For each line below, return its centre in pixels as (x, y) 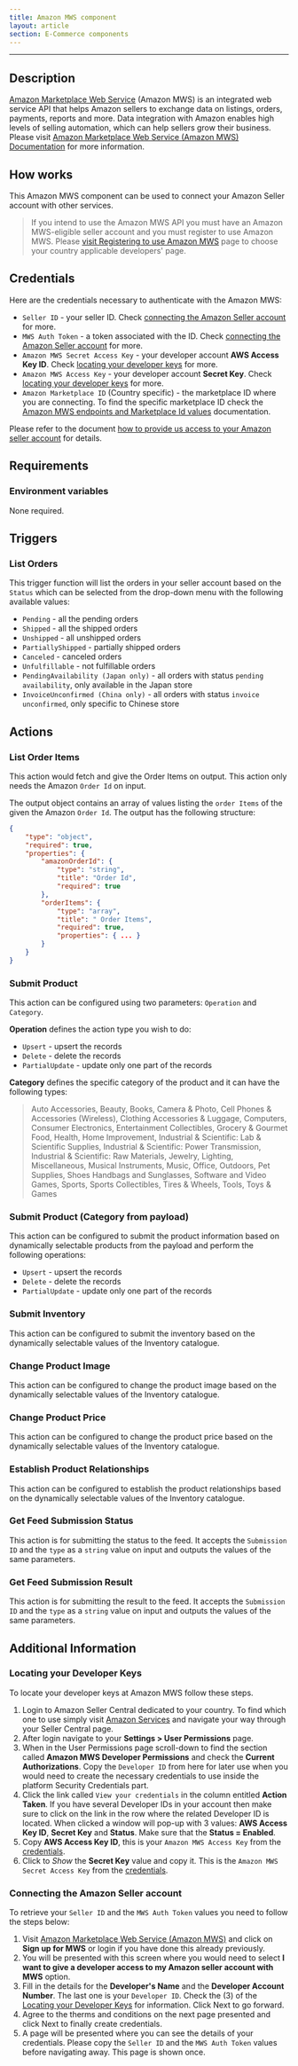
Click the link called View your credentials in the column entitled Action (154, 1795)
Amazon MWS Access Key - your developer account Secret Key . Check (147, 373)
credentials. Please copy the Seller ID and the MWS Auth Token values (149, 2043)
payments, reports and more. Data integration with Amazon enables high (142, 118)
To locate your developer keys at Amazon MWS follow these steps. (132, 1693)
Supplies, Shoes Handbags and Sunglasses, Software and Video (149, 1175)
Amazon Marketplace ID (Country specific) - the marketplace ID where (149, 392)
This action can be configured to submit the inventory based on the (132, 1333)
